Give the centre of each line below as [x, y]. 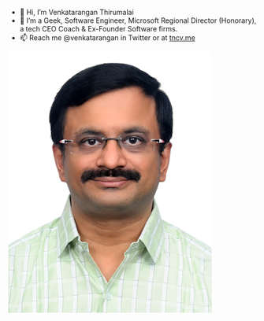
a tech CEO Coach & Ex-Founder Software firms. [99, 29]
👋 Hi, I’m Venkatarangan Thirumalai [76, 12]
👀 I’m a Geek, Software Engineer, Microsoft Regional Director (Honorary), [138, 20]
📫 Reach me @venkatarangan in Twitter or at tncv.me [107, 38]
